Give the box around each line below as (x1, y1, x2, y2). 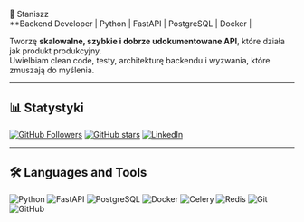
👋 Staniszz (9, 9, 50, 19)
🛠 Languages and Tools (9, 165, 147, 180)
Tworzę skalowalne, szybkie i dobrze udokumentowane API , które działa (9, 36, 285, 46)
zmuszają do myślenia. (9, 64, 95, 75)
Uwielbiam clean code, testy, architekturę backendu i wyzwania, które (9, 55, 271, 65)
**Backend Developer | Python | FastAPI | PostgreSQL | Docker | (9, 18, 252, 29)
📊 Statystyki (9, 101, 84, 116)
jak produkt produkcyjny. (9, 45, 102, 56)
